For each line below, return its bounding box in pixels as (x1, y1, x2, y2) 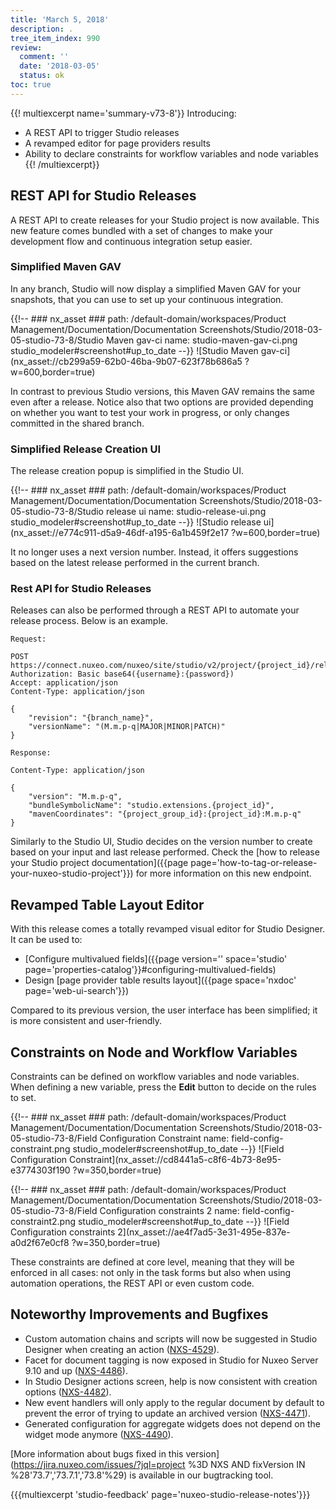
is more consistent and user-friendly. (10, 1015, 163, 1027)
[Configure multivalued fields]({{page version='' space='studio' (24, 953, 288, 965)
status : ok (19, 71, 65, 81)
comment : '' (19, 52, 70, 62)
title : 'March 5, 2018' (10, 14, 110, 25)
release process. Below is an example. (10, 615, 168, 627)
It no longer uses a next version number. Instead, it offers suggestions (10, 546, 299, 558)
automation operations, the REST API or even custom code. (10, 1277, 255, 1290)
